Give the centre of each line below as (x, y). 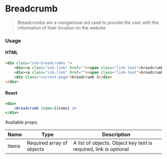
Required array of (47, 143)
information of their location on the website (61, 27)
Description (116, 135)
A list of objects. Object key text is (113, 143)
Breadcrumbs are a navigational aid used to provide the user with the (88, 22)
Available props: (22, 122)
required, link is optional (101, 149)
